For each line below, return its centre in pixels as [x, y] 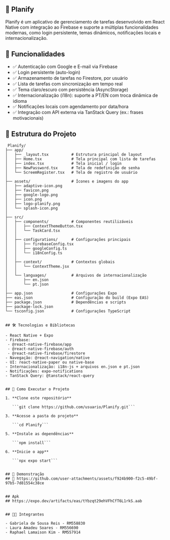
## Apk [12, 497]
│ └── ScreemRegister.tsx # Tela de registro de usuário [72, 173]
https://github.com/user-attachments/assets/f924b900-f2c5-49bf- [87, 479]
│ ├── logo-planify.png [33, 204]
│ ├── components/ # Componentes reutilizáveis [69, 222]
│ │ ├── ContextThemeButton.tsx [44, 226]
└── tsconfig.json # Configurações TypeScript [68, 311]
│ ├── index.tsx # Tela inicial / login [64, 164]
